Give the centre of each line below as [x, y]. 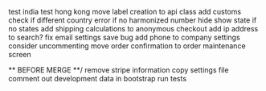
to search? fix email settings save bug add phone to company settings [125, 37]
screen [20, 54]
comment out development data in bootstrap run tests [98, 79]
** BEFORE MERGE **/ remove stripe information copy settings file [119, 70]
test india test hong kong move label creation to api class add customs [125, 12]
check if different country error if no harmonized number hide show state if [133, 20]
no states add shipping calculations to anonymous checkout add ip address [133, 29]
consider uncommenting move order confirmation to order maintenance [127, 46]
